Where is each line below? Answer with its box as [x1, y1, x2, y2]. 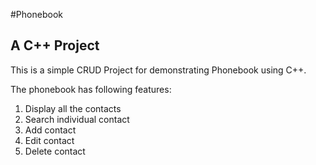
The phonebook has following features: [10, 83, 172, 95]
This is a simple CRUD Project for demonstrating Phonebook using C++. [10, 64, 307, 76]
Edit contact [24, 134, 75, 146]
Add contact [24, 124, 77, 136]
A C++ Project [10, 37, 100, 54]
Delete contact [24, 145, 86, 157]
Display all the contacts [24, 102, 122, 114]
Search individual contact [24, 113, 130, 125]
